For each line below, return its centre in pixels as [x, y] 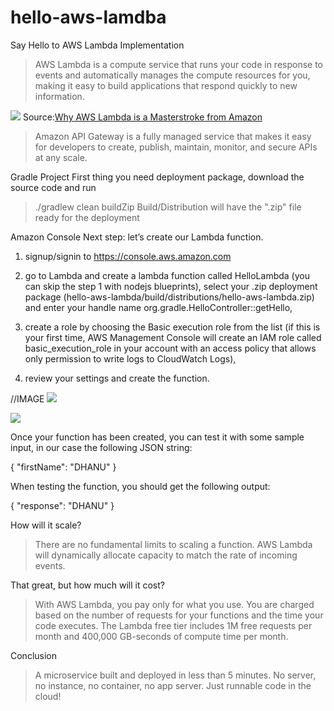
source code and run [53, 187]
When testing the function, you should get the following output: [140, 486]
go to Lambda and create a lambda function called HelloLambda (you [167, 275]
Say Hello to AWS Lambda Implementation [97, 45]
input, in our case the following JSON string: [101, 447]
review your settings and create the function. [117, 378]
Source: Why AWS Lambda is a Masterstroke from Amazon [142, 117]
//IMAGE [27, 398]
